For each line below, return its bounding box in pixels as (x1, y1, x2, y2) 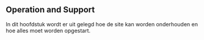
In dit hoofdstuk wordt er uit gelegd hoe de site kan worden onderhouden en (5, 20, 198, 27)
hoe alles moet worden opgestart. (5, 27, 91, 34)
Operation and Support (5, 5, 95, 15)
